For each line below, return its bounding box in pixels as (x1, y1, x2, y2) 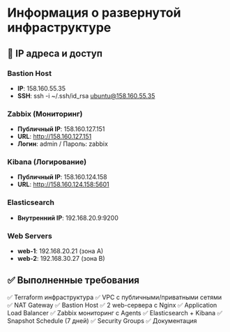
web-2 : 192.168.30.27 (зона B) (17, 255, 106, 263)
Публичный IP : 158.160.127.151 (17, 125, 105, 133)
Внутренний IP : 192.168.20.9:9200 (17, 213, 118, 222)
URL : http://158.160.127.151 (17, 133, 92, 141)
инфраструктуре (7, 20, 112, 36)
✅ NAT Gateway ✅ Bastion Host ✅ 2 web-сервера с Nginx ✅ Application (7, 301, 217, 309)
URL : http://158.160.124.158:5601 (17, 180, 109, 189)
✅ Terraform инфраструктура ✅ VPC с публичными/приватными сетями (7, 293, 222, 301)
